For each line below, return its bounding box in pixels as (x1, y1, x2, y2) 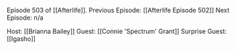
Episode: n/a (6, 13, 44, 22)
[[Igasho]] (6, 35, 36, 43)
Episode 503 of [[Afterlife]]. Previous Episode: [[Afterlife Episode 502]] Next (6, 6, 230, 14)
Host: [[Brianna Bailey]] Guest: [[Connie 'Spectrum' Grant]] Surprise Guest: (6, 27, 227, 35)
